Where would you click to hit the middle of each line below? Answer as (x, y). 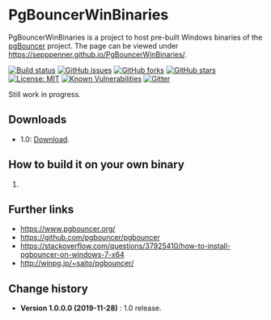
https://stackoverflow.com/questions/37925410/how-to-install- (125, 246)
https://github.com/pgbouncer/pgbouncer (90, 238)
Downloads (38, 120)
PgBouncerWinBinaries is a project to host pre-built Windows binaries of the (135, 37)
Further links (41, 209)
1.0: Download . (45, 139)
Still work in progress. (44, 94)
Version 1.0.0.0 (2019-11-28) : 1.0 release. (91, 308)
